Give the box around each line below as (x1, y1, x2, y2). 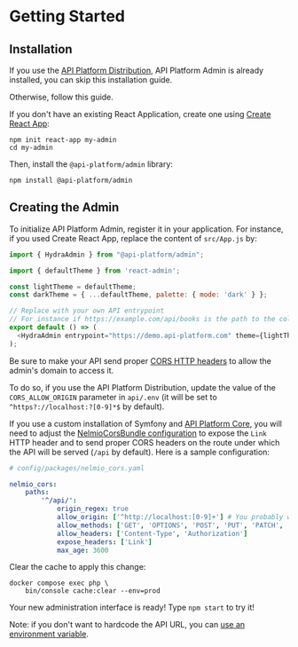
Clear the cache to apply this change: (9, 562, 146, 572)
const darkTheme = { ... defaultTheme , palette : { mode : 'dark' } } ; (9, 290, 268, 299)
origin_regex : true (56, 504, 129, 514)
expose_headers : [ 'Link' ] (56, 537, 153, 547)
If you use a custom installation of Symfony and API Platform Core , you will (9, 418, 282, 429)
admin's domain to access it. (9, 365, 114, 375)
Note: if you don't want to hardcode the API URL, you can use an (9, 619, 246, 630)
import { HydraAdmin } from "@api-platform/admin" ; (9, 250, 204, 259)
